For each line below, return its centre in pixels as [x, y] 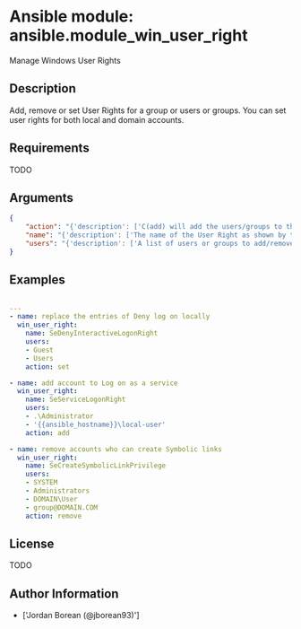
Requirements [49, 149]
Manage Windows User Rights [65, 60]
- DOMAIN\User [52, 499]
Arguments [42, 198]
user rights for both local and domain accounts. [97, 119]
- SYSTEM [42, 483]
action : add [47, 432]
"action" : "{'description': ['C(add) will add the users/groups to [154, 227]
